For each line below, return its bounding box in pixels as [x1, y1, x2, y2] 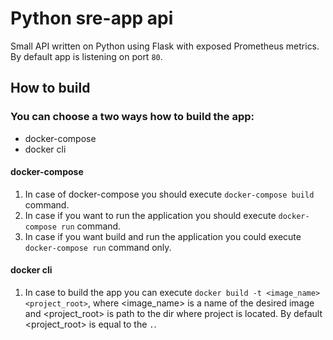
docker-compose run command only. [24, 241, 172, 253]
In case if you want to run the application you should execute [24, 209, 277, 221]
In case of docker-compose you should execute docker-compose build [24, 188, 315, 200]
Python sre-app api [10, 7, 174, 30]
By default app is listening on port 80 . [10, 50, 163, 62]
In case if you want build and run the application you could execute [24, 230, 302, 242]
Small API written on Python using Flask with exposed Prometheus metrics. [10, 40, 320, 52]
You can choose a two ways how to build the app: [10, 110, 255, 124]
